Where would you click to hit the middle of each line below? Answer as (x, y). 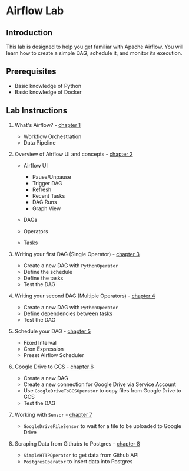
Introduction (29, 33)
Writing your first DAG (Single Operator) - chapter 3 (77, 254)
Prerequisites (31, 72)
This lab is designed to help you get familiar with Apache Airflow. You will (95, 47)
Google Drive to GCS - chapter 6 (54, 367)
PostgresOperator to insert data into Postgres (78, 461)
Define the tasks (43, 278)
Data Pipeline (39, 142)
